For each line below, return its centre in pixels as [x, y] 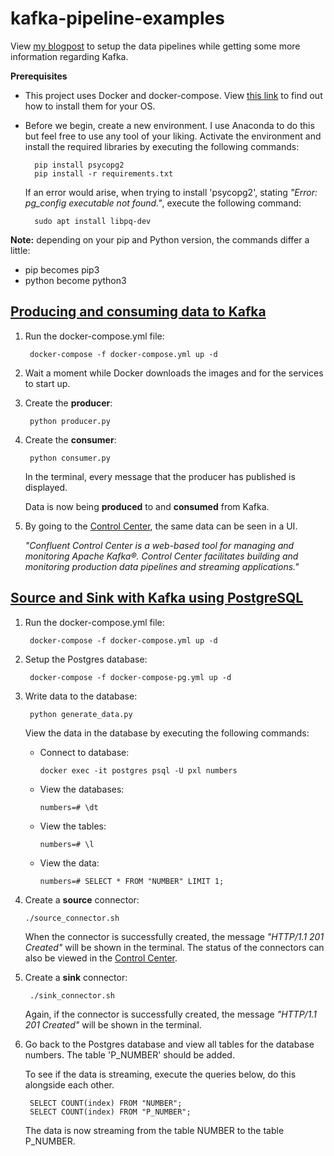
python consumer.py [70, 458]
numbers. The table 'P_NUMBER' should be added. [129, 1054]
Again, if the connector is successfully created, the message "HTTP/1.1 [170, 1014]
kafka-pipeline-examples [117, 18]
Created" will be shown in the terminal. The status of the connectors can [174, 947]
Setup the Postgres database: [86, 659]
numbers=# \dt [69, 807]
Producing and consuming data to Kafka [138, 312]
